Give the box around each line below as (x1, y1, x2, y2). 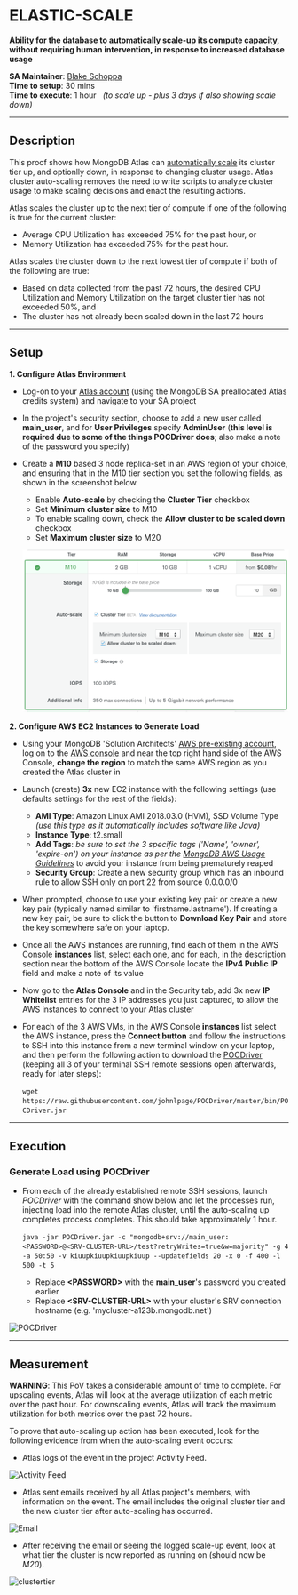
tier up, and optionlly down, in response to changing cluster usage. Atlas (9, 166, 274, 177)
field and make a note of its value (21, 968, 144, 979)
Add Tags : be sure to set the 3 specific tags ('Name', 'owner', (35, 839, 261, 850)
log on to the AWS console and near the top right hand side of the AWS (21, 748, 282, 758)
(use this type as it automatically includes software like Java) (35, 820, 261, 831)
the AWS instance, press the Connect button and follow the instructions (21, 1030, 286, 1041)
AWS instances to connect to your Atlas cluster (21, 1004, 194, 1014)
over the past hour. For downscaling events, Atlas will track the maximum (9, 1399, 277, 1409)
